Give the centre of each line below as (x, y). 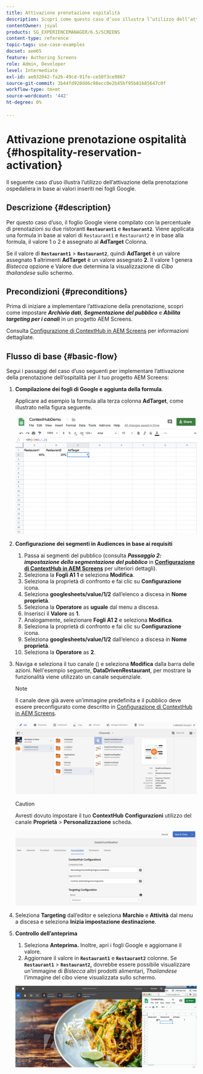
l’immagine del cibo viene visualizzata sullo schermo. (90, 977)
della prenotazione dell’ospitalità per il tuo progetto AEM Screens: (88, 378)
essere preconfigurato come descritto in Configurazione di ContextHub (104, 706)
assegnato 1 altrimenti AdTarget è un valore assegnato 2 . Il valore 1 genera (99, 260)
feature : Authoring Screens (42, 58)
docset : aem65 (24, 52)
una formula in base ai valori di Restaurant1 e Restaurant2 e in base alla (95, 235)
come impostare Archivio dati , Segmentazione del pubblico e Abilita (93, 313)
